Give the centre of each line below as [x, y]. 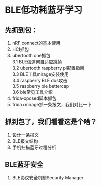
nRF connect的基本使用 [36, 43]
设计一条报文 [25, 135]
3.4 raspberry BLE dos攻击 [40, 81]
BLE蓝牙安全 [24, 165]
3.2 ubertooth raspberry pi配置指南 [48, 68]
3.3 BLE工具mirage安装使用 [40, 74]
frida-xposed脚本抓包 [35, 98]
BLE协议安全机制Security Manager [48, 177]
